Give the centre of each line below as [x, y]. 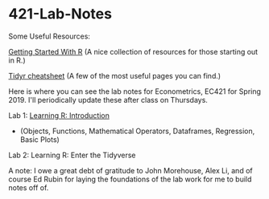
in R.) [17, 60]
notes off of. [29, 187]
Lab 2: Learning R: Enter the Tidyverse [72, 155]
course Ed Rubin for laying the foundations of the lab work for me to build [130, 179]
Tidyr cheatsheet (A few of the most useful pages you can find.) [115, 75]
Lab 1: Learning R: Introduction [59, 115]
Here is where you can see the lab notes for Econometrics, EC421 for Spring [135, 91]
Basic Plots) [40, 139]
